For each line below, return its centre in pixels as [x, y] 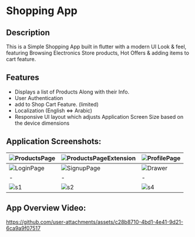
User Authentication [39, 98]
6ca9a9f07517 [23, 228]
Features [23, 78]
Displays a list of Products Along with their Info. [72, 92]
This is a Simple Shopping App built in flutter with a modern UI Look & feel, [96, 46]
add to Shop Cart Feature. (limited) [56, 104]
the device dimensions [42, 123]
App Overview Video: [46, 208]
